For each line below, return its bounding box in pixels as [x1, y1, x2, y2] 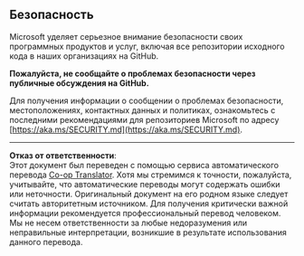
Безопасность [9, 7, 94, 23]
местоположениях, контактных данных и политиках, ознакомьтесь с [9, 104, 276, 116]
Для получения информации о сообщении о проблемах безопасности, [9, 95, 284, 106]
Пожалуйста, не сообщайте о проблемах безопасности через [9, 68, 256, 79]
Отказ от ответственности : [9, 149, 118, 161]
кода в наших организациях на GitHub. [9, 50, 159, 62]
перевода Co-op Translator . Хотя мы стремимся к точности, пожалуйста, [9, 169, 292, 180]
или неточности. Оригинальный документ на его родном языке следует [9, 188, 289, 199]
